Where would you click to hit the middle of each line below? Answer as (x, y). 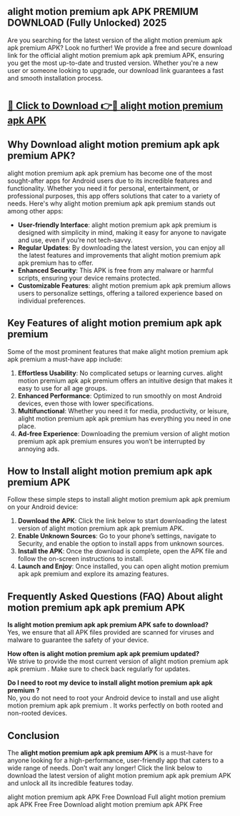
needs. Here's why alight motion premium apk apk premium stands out (111, 203)
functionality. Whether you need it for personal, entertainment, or (103, 188)
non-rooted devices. (37, 713)
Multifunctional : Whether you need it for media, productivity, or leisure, (123, 410)
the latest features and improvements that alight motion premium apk (119, 255)
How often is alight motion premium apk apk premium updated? (104, 654)
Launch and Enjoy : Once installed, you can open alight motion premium (123, 566)
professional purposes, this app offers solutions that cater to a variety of (114, 196)
